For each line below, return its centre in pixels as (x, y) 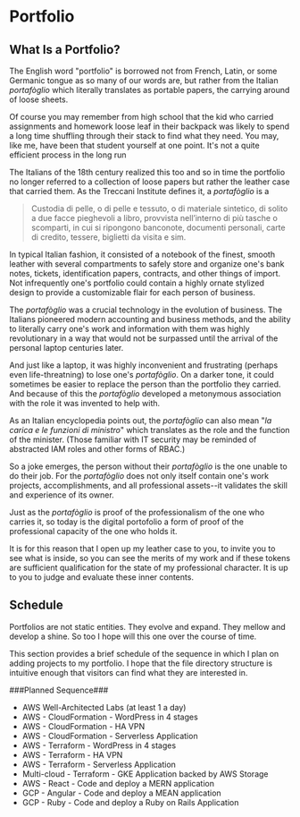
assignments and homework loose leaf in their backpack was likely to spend (150, 126)
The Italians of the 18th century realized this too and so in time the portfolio (147, 172)
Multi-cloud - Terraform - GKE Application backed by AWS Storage (145, 774)
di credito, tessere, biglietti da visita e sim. (108, 237)
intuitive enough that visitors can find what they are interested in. (129, 672)
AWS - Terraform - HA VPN (72, 754)
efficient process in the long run (68, 155)
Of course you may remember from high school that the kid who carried (142, 117)
